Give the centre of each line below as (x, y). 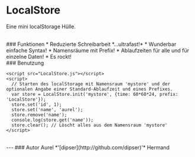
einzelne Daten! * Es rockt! (39, 56)
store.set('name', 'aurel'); (47, 109)
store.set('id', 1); (37, 104)
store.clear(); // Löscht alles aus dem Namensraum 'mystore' (90, 125)
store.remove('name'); (39, 115)
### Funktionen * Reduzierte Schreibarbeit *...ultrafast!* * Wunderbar (91, 44)
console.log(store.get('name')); (53, 120)
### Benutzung (25, 63)
